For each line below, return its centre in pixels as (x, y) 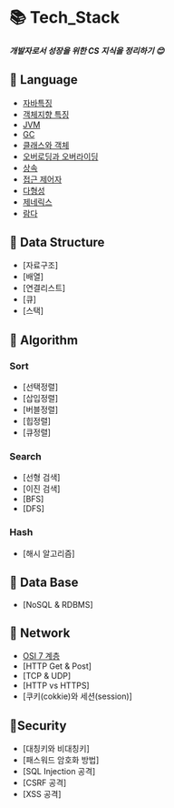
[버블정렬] (40, 409)
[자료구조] (40, 266)
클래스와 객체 (46, 145)
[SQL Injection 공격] (59, 772)
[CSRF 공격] (44, 783)
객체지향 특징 (46, 114)
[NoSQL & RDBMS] (58, 604)
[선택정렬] (40, 387)
